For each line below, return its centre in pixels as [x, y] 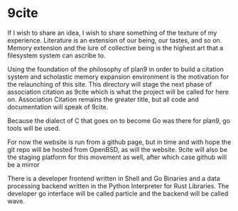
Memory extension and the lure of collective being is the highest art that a [115, 48]
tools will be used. [34, 128]
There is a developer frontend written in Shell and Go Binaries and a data [114, 178]
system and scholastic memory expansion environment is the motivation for [118, 77]
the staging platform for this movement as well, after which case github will [117, 157]
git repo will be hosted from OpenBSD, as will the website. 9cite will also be [118, 149]
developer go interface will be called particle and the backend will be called [118, 193]
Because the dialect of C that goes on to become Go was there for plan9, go [119, 120]
